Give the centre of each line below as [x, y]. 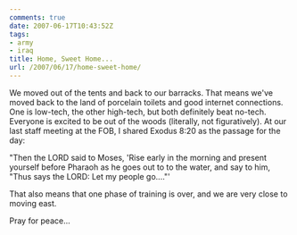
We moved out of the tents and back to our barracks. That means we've [141, 92]
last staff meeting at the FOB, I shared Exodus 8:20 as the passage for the [145, 130]
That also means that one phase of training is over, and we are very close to [148, 194]
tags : [19, 34]
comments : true [37, 17]
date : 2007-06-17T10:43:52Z [62, 26]
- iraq [21, 51]
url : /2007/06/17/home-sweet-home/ [75, 68]
